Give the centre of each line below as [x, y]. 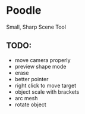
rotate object [30, 104]
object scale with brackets [47, 92]
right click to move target [45, 85]
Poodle [24, 10]
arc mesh [26, 98]
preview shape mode [40, 66]
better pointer [32, 79]
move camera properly [42, 60]
